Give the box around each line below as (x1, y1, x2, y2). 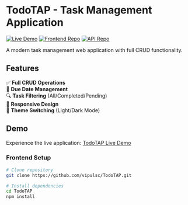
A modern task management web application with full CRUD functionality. (6, 46, 183, 53)
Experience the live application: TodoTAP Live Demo (6, 139, 131, 146)
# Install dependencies (6, 183, 64, 189)
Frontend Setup (6, 154, 51, 162)
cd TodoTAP (6, 188, 33, 194)
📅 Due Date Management (6, 85, 68, 92)
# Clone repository (6, 167, 54, 173)
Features (6, 64, 39, 74)
